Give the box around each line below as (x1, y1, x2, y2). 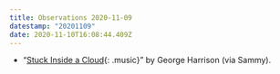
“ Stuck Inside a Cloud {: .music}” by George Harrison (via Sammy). (22, 55, 272, 66)
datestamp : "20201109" (9, 22, 96, 31)
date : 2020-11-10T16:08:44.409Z (9, 30, 132, 39)
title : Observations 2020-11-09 (9, 13, 132, 23)
